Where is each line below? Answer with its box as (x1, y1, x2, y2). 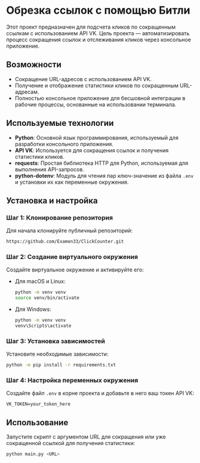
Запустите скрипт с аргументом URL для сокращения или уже (6, 433, 166, 440)
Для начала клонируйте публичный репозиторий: (6, 227, 133, 234)
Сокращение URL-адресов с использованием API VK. (14, 75, 152, 82)
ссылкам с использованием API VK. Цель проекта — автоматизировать (6, 29, 190, 36)
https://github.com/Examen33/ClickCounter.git (6, 239, 124, 245)
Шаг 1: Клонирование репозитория (6, 213, 113, 221)
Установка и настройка (6, 195, 98, 206)
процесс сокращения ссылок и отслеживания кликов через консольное (6, 36, 191, 43)
